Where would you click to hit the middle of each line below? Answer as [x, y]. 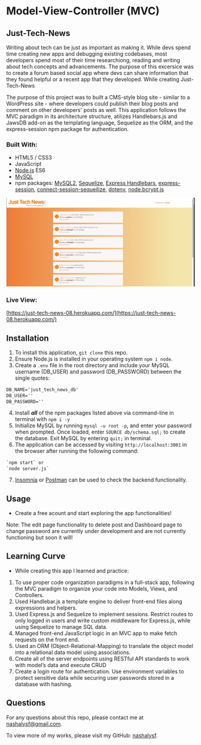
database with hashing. [44, 684]
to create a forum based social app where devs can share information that [98, 73]
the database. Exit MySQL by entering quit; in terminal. [83, 438]
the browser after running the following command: [77, 451]
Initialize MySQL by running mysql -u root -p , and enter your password [103, 426]
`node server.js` [28, 469]
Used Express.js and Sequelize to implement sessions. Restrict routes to [104, 614]
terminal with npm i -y [42, 419]
